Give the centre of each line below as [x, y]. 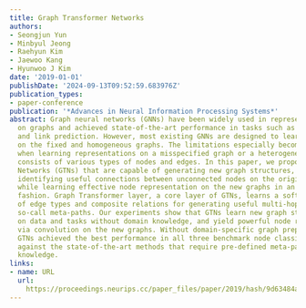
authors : [26, 26]
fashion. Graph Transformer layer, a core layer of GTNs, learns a [148, 196]
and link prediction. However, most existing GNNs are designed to [148, 137]
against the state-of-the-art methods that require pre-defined [142, 247]
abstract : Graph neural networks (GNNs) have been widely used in [138, 119]
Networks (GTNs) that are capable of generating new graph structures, [157, 170]
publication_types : [46, 94]
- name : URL [32, 272]
